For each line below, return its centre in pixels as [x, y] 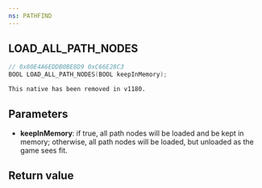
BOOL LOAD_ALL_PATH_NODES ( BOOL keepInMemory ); [88, 75]
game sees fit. [44, 150]
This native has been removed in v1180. [77, 90]
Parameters [38, 114]
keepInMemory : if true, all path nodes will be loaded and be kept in [132, 133]
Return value [41, 175]
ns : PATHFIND [30, 16]
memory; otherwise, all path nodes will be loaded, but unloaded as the [137, 142]
